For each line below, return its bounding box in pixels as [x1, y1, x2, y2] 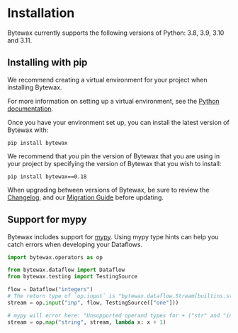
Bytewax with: [7, 126, 49, 134]
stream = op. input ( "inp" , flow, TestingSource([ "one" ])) [7, 299, 179, 306]
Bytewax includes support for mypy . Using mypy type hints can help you [7, 232, 219, 241]
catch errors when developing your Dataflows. [7, 240, 143, 249]
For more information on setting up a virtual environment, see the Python [7, 97, 220, 105]
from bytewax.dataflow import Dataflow [7, 266, 125, 274]
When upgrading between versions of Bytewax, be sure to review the [7, 185, 210, 194]
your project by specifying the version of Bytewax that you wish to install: [7, 159, 222, 168]
